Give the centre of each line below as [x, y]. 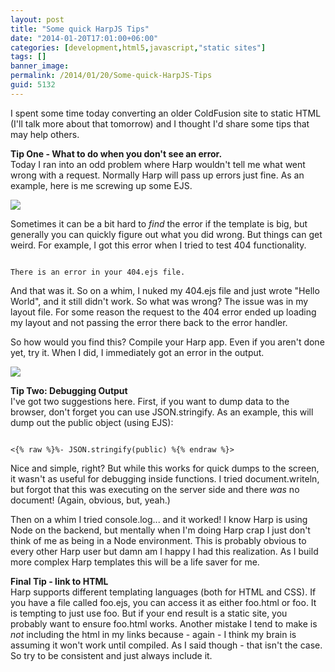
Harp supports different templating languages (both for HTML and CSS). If [163, 592]
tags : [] [28, 57]
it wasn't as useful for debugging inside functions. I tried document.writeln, [165, 478]
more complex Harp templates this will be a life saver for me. [135, 562]
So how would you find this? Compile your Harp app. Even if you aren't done [167, 342]
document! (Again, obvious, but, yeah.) [90, 500]
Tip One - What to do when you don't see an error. [116, 153]
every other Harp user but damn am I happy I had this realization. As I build [164, 551]
